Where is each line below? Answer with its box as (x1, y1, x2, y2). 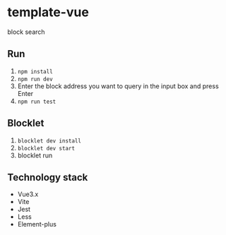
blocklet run (17, 151, 53, 159)
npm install (17, 68, 53, 75)
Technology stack (7, 171, 88, 183)
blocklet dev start (17, 145, 76, 152)
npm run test (17, 98, 56, 105)
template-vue (7, 4, 90, 20)
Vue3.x (17, 190, 39, 198)
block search (7, 28, 45, 36)
